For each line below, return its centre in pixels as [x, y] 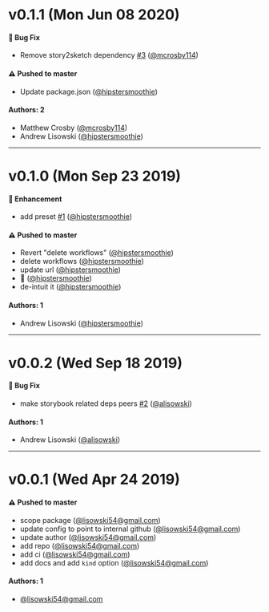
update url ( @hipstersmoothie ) [70, 270]
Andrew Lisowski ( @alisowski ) [70, 440]
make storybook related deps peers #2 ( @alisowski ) [106, 403]
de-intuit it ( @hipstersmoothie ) [70, 287]
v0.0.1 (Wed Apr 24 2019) [94, 480]
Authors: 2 [26, 110]
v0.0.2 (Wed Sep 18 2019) [95, 363]
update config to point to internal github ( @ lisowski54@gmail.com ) [130, 529]
